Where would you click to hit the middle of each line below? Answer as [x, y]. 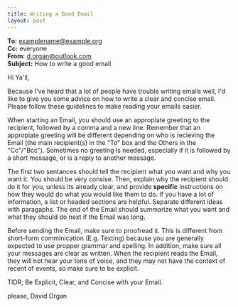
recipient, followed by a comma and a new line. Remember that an [104, 127]
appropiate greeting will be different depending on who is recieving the [111, 135]
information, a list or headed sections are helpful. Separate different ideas [115, 201]
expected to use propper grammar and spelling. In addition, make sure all [114, 245]
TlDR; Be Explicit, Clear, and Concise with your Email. [85, 282]
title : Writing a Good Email [50, 14]
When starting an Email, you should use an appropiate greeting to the [109, 120]
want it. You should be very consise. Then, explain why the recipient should [118, 179]
